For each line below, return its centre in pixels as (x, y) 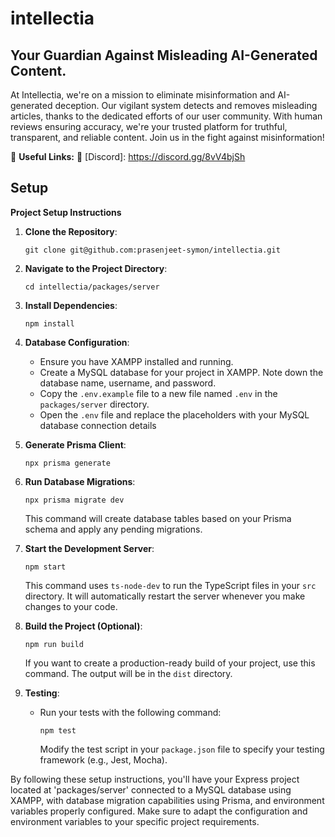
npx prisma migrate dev (74, 500)
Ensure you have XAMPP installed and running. (136, 361)
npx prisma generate (67, 463)
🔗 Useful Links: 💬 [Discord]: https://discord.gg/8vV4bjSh (128, 156)
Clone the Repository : (71, 231)
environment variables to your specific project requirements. (135, 821)
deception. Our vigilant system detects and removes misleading (186, 105)
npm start (45, 567)
